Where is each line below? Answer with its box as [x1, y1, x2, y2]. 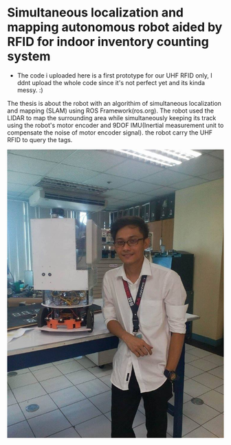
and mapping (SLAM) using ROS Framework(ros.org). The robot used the [7, 106, 214, 115]
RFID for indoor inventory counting [7, 34, 210, 49]
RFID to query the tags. [7, 135, 73, 144]
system [7, 49, 51, 65]
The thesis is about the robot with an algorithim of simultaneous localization [7, 99, 222, 107]
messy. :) [16, 86, 43, 94]
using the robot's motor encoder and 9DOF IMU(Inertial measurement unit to [7, 121, 224, 129]
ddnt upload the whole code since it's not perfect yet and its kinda [16, 78, 205, 87]
